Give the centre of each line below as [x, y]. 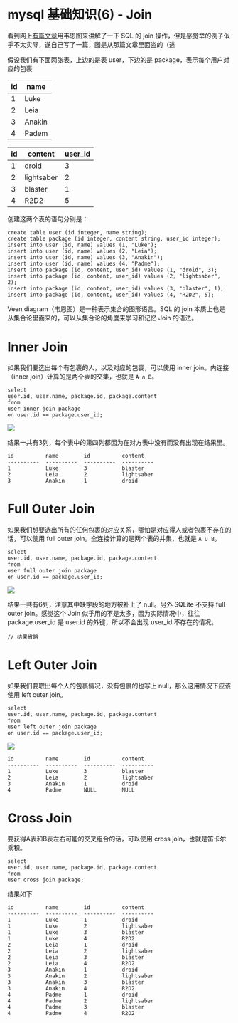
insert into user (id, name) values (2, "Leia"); [82, 251]
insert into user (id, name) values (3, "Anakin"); [85, 257]
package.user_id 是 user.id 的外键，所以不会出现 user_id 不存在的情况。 [113, 622]
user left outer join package [52, 727]
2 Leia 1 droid [73, 945]
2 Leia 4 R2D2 [71, 963]
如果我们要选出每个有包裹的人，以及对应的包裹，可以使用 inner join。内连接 [118, 367]
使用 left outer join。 [37, 694]
